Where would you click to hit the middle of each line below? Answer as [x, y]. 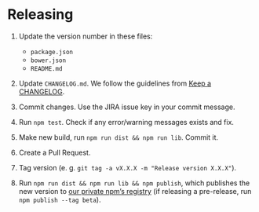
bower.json [48, 60]
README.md [47, 68]
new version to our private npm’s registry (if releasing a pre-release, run [135, 191]
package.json [52, 52]
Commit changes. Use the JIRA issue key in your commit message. [127, 107]
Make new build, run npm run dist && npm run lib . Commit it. [119, 137]
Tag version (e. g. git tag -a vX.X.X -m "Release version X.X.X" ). [128, 167]
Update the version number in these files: [86, 36]
